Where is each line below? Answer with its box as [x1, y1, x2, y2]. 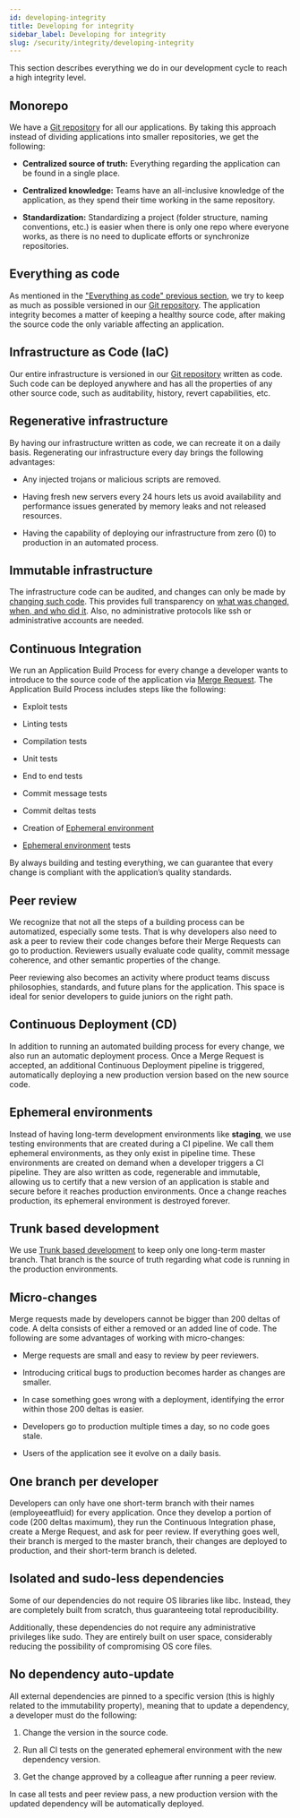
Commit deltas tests [21, 805, 97, 816]
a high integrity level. [9, 73, 87, 83]
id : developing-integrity [9, 13, 106, 22]
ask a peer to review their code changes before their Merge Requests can [9, 935, 281, 946]
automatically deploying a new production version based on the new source [9, 1069, 289, 1080]
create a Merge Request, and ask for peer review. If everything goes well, [9, 1526, 280, 1537]
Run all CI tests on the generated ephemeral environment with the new [21, 1744, 283, 1755]
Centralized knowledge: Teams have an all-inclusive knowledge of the [21, 185, 285, 196]
